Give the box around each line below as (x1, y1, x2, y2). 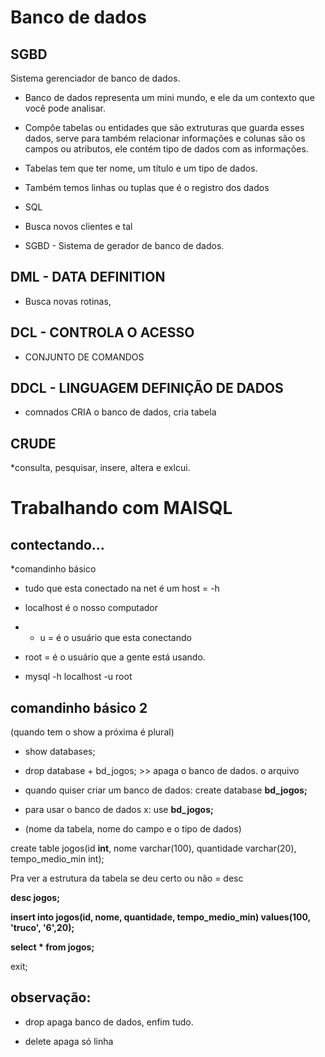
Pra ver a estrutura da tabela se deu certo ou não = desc (10, 872, 244, 885)
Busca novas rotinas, (24, 295, 112, 307)
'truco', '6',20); (10, 922, 75, 934)
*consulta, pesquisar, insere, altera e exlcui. (10, 462, 191, 474)
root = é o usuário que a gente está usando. (24, 651, 206, 663)
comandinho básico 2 (10, 699, 148, 716)
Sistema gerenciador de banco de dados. (10, 72, 181, 84)
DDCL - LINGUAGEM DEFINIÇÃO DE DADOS (10, 380, 284, 397)
